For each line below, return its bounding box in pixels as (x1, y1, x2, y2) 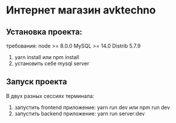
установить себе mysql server (14, 60, 89, 67)
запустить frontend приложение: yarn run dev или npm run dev (14, 104, 171, 111)
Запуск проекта (6, 77, 67, 87)
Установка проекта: (6, 27, 83, 37)
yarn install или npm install (14, 54, 80, 60)
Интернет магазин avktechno (6, 4, 156, 17)
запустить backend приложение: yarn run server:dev (14, 110, 145, 117)
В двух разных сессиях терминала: (6, 92, 95, 100)
